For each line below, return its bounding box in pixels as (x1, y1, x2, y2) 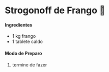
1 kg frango (12, 33, 36, 39)
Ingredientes (5, 21, 33, 28)
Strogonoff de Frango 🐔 (5, 5, 105, 16)
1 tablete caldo (12, 38, 43, 45)
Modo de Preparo (5, 50, 42, 56)
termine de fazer (12, 61, 47, 68)
